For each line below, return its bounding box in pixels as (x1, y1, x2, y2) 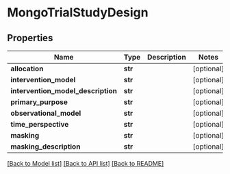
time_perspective (10, 120, 69, 129)
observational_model (10, 108, 81, 118)
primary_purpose (10, 97, 68, 107)
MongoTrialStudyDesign (7, 5, 149, 21)
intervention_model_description (10, 86, 118, 95)
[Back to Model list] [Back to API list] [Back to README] (7, 160, 164, 167)
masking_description (10, 142, 81, 151)
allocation (10, 64, 44, 73)
